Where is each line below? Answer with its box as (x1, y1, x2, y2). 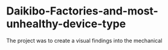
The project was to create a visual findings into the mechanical (6, 37, 163, 44)
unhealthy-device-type (6, 17, 126, 31)
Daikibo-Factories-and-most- (6, 4, 158, 18)
